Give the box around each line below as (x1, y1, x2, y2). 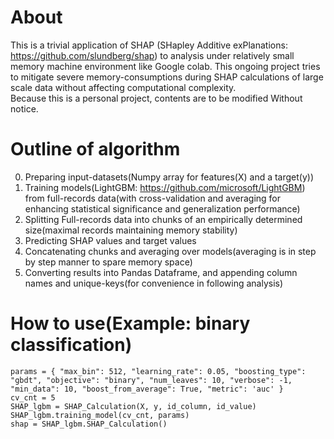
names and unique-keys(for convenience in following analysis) (24, 277, 284, 289)
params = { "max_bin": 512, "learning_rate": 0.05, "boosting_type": (10, 366, 307, 376)
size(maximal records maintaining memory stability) (24, 224, 238, 236)
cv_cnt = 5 (10, 392, 56, 403)
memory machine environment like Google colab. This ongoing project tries (10, 60, 321, 72)
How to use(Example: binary (10, 312, 251, 335)
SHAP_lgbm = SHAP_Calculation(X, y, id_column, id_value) (10, 401, 257, 411)
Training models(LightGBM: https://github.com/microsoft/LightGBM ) (24, 181, 306, 193)
